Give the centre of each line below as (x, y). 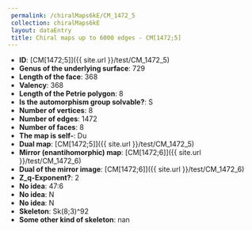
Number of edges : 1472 (58, 119)
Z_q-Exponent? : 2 (49, 178)
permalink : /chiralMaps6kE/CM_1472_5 (73, 15)
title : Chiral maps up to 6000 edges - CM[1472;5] (96, 38)
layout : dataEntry (41, 30)
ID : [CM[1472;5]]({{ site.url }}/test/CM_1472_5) (94, 60)
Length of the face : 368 (58, 77)
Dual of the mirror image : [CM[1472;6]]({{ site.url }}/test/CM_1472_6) (132, 169)
